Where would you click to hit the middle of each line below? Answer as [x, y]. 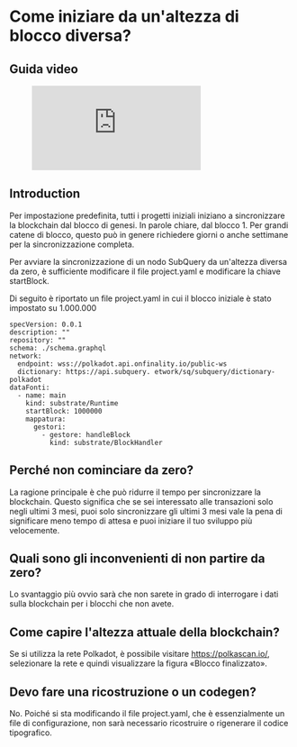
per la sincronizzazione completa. [72, 244]
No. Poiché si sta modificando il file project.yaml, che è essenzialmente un [147, 714]
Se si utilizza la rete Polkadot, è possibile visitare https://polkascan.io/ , [139, 654]
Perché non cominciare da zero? [102, 470]
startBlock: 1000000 [64, 411]
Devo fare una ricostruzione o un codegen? [133, 692]
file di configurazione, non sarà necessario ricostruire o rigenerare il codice [149, 724]
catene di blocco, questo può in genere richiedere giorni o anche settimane [149, 234]
